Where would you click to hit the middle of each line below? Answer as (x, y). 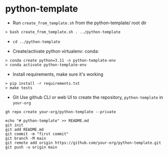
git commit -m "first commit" (37, 134)
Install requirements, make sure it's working (58, 74)
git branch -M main (26, 138)
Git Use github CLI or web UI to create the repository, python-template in (88, 97)
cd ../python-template (36, 42)
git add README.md (24, 129)
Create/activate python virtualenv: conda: (56, 51)
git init (14, 125)
